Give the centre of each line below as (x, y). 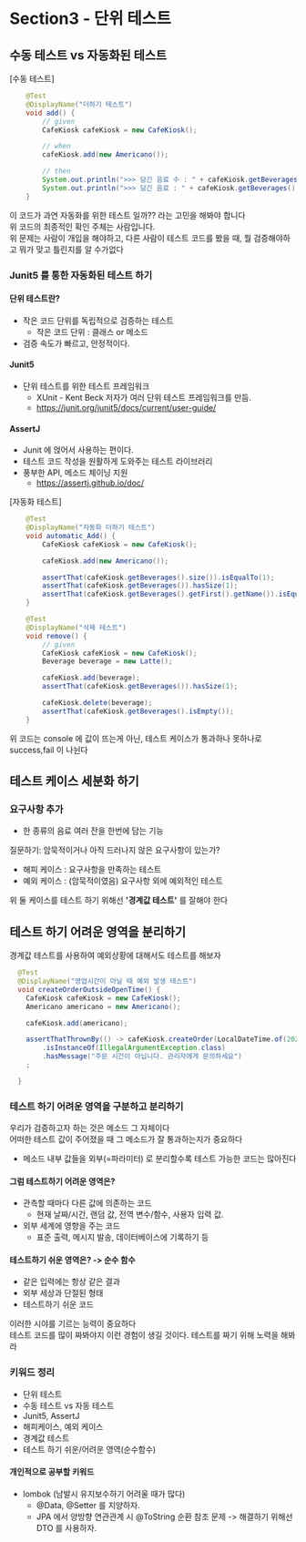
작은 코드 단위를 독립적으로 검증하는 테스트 (98, 321)
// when (56, 147)
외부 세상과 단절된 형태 (63, 1293)
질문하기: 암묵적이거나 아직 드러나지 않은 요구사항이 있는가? (115, 850)
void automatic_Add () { (71, 536)
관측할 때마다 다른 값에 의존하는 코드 (87, 1203)
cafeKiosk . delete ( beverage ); (97, 703)
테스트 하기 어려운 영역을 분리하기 (98, 931)
